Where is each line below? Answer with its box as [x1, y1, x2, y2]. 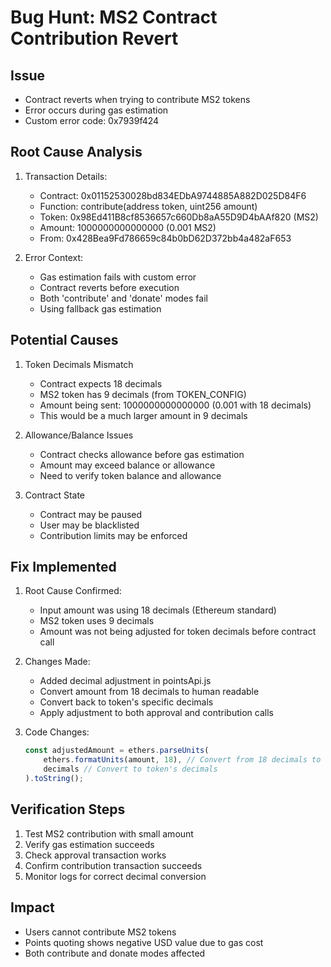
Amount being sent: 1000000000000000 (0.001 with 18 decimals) [39, 399, 312, 411]
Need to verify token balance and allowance [39, 469, 222, 481]
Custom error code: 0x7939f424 [24, 115, 160, 126]
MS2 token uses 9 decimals [39, 615, 155, 627]
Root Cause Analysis [10, 144, 143, 161]
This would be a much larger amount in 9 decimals [39, 409, 248, 421]
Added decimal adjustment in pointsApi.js [39, 675, 212, 687]
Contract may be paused [39, 508, 143, 520]
